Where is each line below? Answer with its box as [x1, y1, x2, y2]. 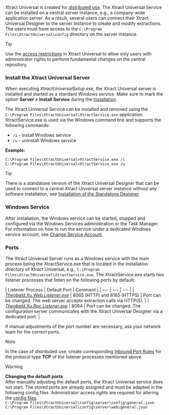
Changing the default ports [5, 373, 63, 379]
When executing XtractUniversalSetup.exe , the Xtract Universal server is [5, 86, 156, 92]
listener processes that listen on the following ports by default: [5, 277, 135, 283]
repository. [5, 62, 28, 67]
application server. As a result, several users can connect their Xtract [5, 15, 149, 21]
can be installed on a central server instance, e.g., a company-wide [5, 10, 145, 16]
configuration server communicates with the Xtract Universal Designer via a [5, 308, 163, 314]
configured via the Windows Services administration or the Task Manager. [5, 220, 159, 227]
